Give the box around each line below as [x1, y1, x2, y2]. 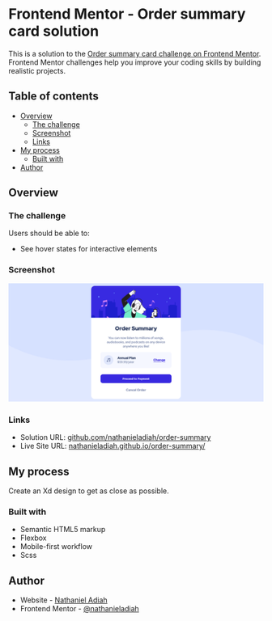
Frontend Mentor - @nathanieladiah [19, 604, 139, 614]
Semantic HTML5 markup [19, 525, 106, 534]
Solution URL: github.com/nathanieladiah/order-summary [19, 433, 211, 442]
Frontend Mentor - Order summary [8, 5, 246, 23]
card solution [8, 22, 100, 40]
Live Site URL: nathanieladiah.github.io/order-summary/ [19, 441, 206, 451]
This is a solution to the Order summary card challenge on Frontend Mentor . [8, 49, 261, 58]
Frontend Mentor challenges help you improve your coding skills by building [8, 57, 261, 67]
